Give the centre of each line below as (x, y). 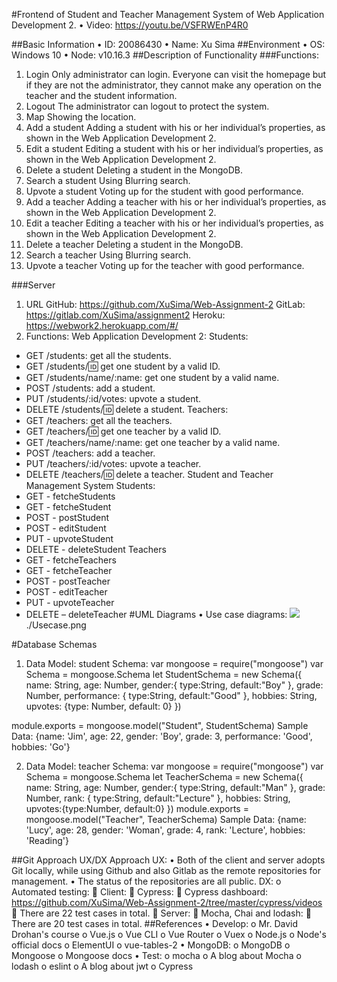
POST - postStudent (67, 517)
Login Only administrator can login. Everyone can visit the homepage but (176, 74)
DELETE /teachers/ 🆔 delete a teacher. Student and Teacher (149, 474)
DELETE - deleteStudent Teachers (96, 549)
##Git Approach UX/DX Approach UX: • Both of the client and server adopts (168, 860)
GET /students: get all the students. (98, 355)
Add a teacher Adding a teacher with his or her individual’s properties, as (176, 202)
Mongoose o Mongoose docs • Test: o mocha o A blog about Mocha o (156, 955)
